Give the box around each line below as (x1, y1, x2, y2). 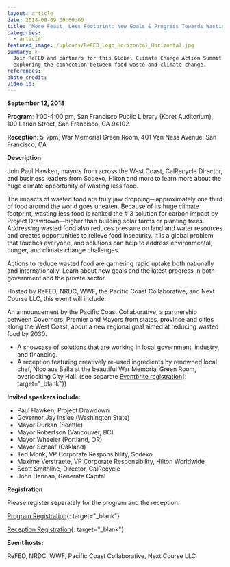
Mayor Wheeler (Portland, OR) (16, 436, 103, 444)
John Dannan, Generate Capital (16, 472, 106, 480)
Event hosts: (7, 539, 44, 547)
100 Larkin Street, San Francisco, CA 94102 (7, 120, 129, 128)
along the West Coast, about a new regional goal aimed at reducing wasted (7, 322, 219, 331)
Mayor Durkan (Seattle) (16, 421, 84, 430)
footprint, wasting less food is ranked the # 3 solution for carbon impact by (7, 210, 218, 218)
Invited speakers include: (7, 393, 81, 401)
